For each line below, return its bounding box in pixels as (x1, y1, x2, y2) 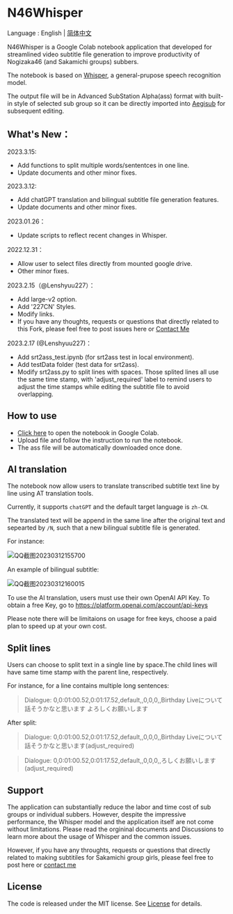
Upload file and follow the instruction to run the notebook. (17, 436, 183, 444)
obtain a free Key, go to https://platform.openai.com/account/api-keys (7, 601, 209, 610)
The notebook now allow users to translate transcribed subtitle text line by (7, 482, 220, 490)
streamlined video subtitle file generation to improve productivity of (7, 50, 200, 58)
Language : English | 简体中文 (7, 29, 92, 37)
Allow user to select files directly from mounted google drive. (17, 259, 193, 267)
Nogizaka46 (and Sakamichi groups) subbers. (7, 57, 139, 65)
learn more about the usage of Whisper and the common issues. (7, 833, 192, 840)
